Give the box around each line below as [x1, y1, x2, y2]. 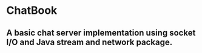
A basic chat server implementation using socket [6, 28, 196, 38]
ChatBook [6, 4, 58, 17]
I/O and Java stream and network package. [6, 37, 173, 47]
